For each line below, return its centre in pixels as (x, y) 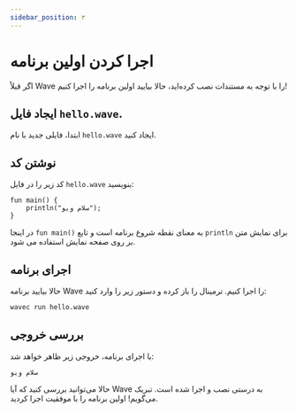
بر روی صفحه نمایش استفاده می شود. (73, 242)
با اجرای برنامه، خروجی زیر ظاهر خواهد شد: (82, 356)
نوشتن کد (33, 163)
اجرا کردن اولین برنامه (82, 61)
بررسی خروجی (47, 335)
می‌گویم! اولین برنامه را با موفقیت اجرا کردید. (84, 398)
